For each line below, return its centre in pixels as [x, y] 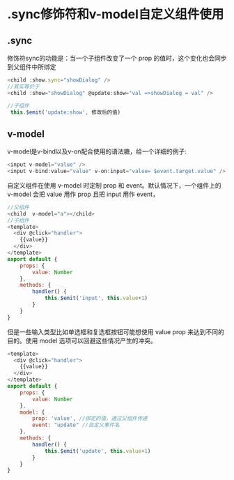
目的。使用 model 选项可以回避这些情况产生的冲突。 [82, 340]
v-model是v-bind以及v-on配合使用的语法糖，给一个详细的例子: [97, 151]
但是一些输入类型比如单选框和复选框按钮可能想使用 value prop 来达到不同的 [116, 331]
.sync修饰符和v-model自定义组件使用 [116, 14]
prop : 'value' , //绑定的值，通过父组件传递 [90, 419]
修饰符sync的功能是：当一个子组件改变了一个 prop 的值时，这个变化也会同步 [117, 58]
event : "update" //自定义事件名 [76, 425]
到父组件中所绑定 [32, 67]
